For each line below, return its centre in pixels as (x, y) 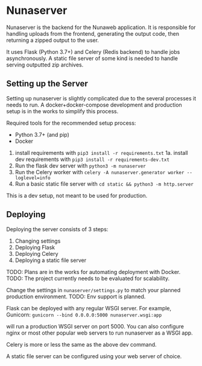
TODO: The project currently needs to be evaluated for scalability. (88, 278)
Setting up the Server (47, 84)
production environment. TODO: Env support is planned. (76, 296)
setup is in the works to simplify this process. (62, 111)
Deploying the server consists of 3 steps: (57, 229)
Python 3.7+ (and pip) (42, 134)
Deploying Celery (36, 253)
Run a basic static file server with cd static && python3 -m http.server (104, 184)
